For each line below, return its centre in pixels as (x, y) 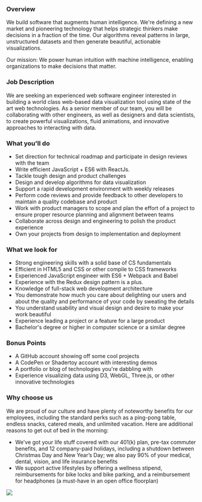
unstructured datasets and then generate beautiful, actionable (83, 42)
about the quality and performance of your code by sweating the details (105, 302)
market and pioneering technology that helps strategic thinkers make (92, 29)
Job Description (30, 82)
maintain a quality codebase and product (66, 202)
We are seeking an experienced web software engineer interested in (91, 95)
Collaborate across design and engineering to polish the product (95, 221)
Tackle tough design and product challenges (70, 175)
